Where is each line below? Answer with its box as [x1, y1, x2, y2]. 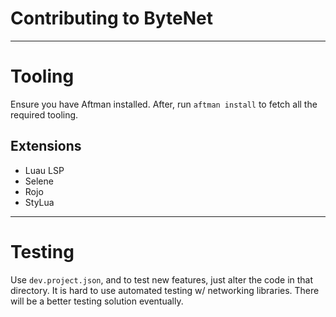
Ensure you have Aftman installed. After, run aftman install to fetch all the [10, 98, 318, 110]
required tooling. [10, 108, 79, 121]
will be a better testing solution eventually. [10, 295, 184, 307]
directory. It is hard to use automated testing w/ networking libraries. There [10, 284, 320, 296]
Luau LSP [24, 164, 65, 176]
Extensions [10, 138, 82, 155]
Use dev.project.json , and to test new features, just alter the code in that [10, 273, 314, 286]
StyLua [24, 196, 55, 208]
